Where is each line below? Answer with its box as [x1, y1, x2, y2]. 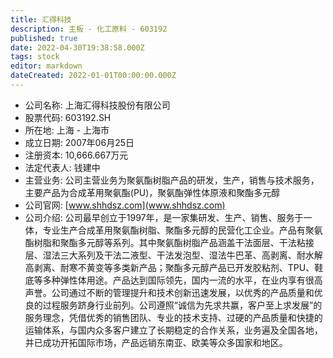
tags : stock [10, 52, 60, 62]
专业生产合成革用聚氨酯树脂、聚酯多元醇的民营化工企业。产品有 [42, 224, 306, 236]
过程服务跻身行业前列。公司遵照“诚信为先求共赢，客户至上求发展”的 [42, 299, 323, 311]
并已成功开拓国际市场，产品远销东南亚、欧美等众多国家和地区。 [24, 336, 288, 348]
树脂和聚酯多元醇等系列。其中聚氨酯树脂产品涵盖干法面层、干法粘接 [33, 236, 315, 248]
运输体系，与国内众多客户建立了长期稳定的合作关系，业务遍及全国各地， [24, 324, 323, 336]
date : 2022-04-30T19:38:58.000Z [10, 42, 145, 53]
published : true [10, 33, 78, 43]
